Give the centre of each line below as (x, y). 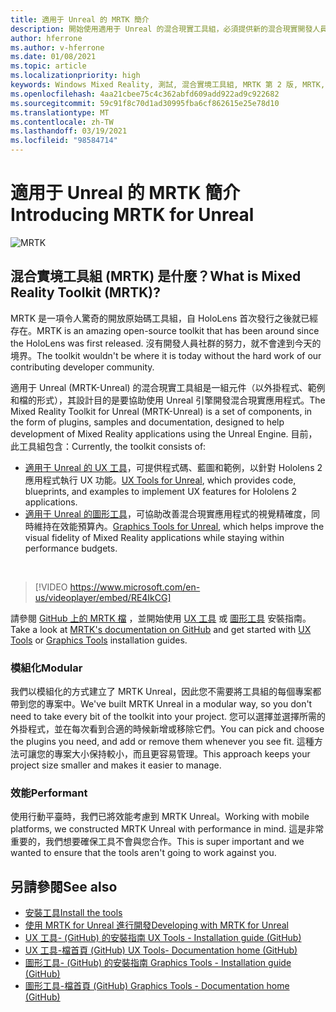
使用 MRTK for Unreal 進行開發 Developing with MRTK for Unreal (156, 925)
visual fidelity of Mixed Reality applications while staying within (154, 537)
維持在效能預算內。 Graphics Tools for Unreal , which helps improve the (179, 526)
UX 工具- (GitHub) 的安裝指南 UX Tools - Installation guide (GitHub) (163, 938)
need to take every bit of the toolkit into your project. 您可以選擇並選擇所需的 (168, 717)
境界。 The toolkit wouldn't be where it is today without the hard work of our (166, 355)
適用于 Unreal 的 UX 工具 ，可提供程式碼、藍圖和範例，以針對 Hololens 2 (173, 467)
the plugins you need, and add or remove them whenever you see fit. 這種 (162, 742)
